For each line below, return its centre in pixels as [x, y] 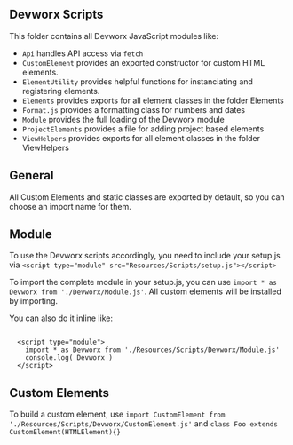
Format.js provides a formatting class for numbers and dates [134, 109]
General [32, 175]
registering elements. [61, 91]
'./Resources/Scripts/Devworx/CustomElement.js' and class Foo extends [143, 424]
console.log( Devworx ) [69, 358]
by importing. [34, 301]
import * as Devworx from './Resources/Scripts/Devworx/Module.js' [152, 350]
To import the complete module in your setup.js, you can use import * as [143, 282]
